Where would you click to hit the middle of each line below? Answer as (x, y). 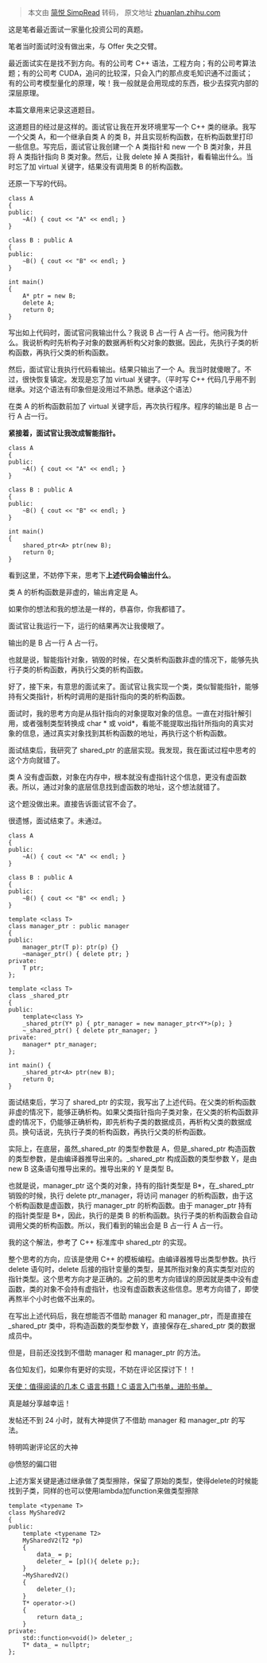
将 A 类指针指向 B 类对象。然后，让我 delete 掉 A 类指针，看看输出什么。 (127, 157)
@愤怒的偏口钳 (33, 1464)
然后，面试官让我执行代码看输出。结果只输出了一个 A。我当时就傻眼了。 (126, 369)
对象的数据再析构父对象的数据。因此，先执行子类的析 (172, 342)
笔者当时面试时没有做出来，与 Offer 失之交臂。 (85, 46)
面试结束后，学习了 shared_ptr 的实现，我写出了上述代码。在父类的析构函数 (132, 1102)
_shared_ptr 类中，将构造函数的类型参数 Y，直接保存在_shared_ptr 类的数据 (132, 1326)
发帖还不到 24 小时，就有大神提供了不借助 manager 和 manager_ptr (119, 1420)
